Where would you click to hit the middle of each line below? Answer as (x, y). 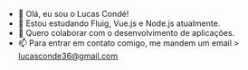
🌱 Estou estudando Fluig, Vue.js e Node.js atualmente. (119, 23)
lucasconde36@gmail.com (68, 56)
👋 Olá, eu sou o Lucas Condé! (73, 14)
